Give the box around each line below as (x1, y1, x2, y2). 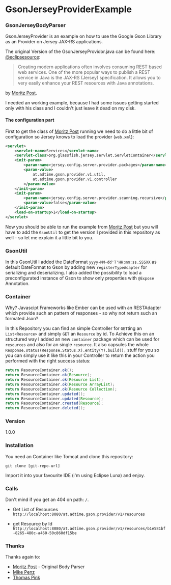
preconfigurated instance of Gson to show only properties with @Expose (5, 275, 154, 281)
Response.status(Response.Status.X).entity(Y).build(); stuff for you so (5, 347, 159, 353)
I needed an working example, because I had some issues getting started (5, 100, 159, 106)
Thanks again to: (5, 554, 41, 560)
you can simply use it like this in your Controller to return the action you (5, 352, 155, 358)
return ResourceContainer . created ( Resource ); (5, 401, 103, 406)
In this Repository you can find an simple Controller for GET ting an (5, 325, 142, 331)
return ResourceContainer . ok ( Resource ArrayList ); (5, 382, 115, 387)
